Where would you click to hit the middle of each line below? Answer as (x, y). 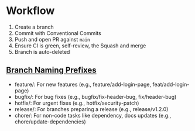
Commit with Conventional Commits (58, 33)
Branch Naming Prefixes (51, 70)
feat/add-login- (171, 84)
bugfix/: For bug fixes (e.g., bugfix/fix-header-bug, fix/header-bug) (95, 96)
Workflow (30, 11)
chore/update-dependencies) (50, 122)
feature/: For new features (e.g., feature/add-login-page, (83, 84)
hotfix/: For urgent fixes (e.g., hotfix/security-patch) (77, 103)
